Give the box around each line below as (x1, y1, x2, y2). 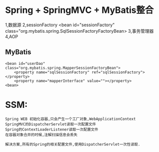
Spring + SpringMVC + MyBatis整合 (5, 4, 154, 16)
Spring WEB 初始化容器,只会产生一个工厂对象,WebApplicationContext (5, 116, 136, 121)
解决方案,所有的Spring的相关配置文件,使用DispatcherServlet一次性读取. (5, 142, 140, 147)
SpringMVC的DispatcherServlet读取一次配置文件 (5, 122, 97, 127)
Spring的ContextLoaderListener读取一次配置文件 (5, 127, 99, 132)
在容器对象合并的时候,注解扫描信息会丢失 (5, 132, 78, 137)
